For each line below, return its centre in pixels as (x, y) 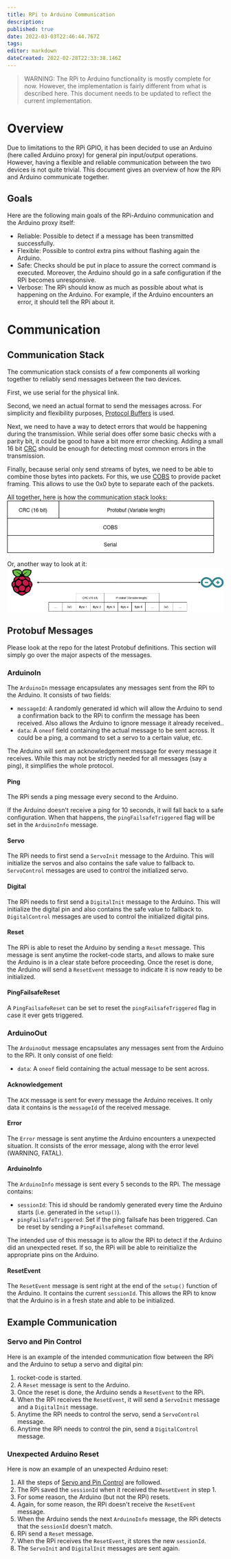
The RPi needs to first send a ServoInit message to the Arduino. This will (111, 856)
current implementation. (58, 101)
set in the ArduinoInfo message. (53, 825)
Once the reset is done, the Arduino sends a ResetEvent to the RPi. (111, 1392)
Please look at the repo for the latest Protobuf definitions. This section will (112, 647)
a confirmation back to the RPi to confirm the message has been (108, 716)
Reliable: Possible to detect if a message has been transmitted (105, 236)
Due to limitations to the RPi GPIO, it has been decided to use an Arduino (110, 148)
